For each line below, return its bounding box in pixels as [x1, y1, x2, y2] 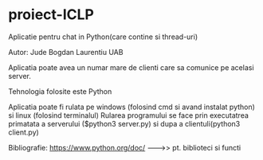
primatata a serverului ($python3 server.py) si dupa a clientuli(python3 [8, 119, 241, 128]
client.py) [8, 127, 40, 137]
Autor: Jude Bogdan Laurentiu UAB [8, 47, 124, 57]
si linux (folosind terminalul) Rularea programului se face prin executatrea [8, 110, 249, 120]
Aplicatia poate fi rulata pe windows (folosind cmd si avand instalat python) [8, 102, 255, 111]
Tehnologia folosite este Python [8, 86, 112, 96]
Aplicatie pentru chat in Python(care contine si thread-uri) [8, 32, 198, 41]
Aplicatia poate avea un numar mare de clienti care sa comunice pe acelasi [8, 62, 254, 72]
